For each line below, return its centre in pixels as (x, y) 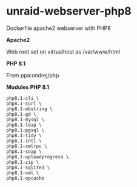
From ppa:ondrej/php (33, 75)
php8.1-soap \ (24, 151)
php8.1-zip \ (23, 162)
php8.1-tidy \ (24, 135)
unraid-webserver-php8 (69, 11)
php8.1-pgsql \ (25, 130)
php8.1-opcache (25, 178)
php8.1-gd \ (21, 114)
